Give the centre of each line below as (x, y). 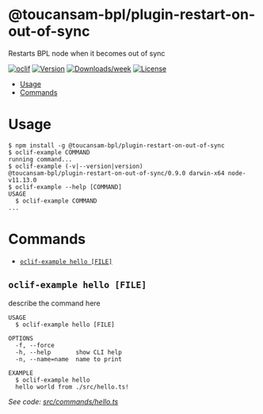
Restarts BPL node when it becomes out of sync (87, 53)
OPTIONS (21, 338)
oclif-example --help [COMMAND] (69, 187)
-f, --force (35, 345)
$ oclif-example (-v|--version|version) (76, 166)
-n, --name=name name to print (69, 359)
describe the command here (54, 303)
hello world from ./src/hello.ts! (72, 387)
